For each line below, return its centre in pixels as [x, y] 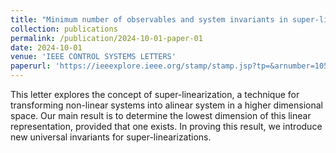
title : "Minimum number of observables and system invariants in [149, 19]
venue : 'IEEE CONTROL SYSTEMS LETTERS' [93, 57]
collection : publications [64, 29]
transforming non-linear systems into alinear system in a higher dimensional [166, 105]
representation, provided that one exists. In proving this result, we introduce [166, 126]
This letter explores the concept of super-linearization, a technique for [155, 94]
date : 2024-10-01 [46, 47]
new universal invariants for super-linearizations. [111, 137]
